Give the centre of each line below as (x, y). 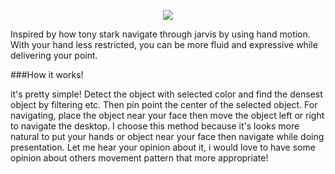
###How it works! (47, 74)
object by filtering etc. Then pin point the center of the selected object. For (164, 104)
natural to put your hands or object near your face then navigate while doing (167, 136)
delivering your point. (54, 55)
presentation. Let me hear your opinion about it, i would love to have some (163, 147)
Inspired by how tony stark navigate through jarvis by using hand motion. (160, 34)
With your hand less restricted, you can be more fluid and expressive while (164, 44)
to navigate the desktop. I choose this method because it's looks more (155, 126)
